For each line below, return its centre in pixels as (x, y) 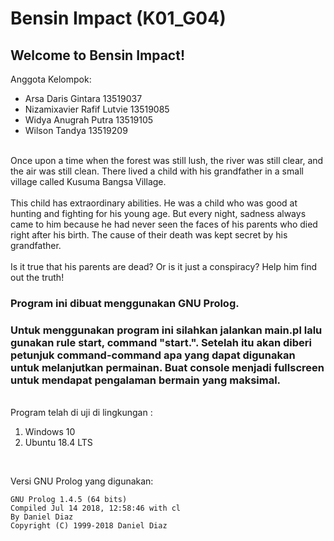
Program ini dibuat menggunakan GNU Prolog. (125, 303)
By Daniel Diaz (42, 517)
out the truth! (37, 277)
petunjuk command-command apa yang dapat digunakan (153, 355)
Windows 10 (50, 432)
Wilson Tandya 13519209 (76, 130)
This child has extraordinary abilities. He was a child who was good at (154, 203)
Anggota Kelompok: (51, 79)
